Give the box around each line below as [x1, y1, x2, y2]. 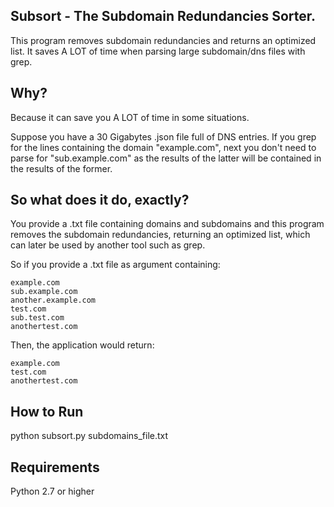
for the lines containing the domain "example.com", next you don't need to [10, 141, 317, 153]
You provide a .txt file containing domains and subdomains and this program [10, 218, 325, 230]
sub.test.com [10, 313, 65, 323]
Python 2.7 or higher [10, 485, 95, 498]
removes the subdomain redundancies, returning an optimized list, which [10, 229, 311, 241]
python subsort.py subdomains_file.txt [10, 430, 169, 442]
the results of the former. [10, 162, 113, 174]
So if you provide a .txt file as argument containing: [10, 259, 221, 271]
